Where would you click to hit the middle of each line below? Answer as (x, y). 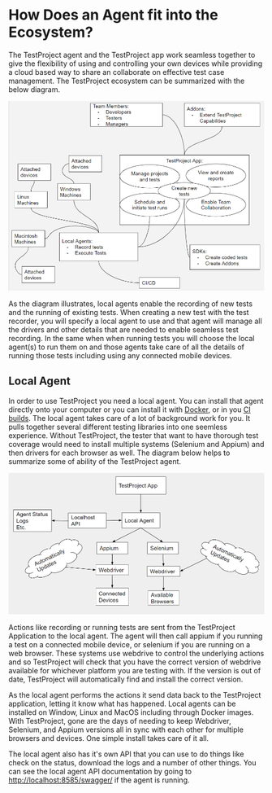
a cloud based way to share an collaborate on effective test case (117, 72)
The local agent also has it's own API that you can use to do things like (126, 754)
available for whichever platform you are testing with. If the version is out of (135, 671)
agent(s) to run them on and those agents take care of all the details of (127, 347)
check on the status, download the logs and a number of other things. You (133, 763)
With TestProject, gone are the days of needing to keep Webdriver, (120, 721)
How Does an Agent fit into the (113, 15)
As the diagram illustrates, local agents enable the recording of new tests (131, 304)
